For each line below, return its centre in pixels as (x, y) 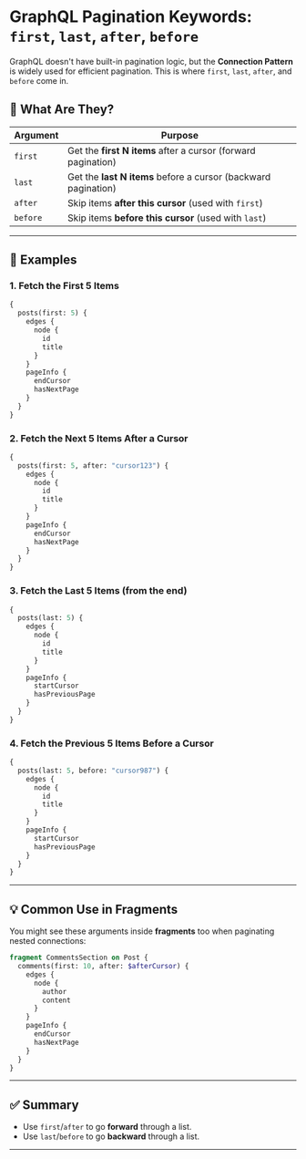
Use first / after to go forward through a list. (107, 1127)
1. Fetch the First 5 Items (65, 286)
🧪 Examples (43, 260)
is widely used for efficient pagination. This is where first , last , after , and (151, 71)
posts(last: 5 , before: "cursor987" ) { (93, 771)
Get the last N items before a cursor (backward (169, 177)
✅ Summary (44, 1105)
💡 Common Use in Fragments (94, 909)
